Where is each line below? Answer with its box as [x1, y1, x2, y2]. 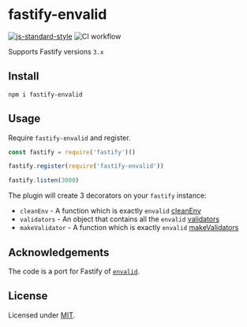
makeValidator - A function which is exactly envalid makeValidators [19, 223, 239, 232]
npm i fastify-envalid [8, 91, 83, 98]
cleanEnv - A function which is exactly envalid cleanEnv [19, 206, 201, 216]
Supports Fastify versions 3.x [8, 46, 104, 56]
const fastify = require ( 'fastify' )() [8, 148, 136, 156]
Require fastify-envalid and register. [8, 132, 131, 143]
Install [8, 69, 39, 84]
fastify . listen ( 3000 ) [8, 177, 80, 184]
